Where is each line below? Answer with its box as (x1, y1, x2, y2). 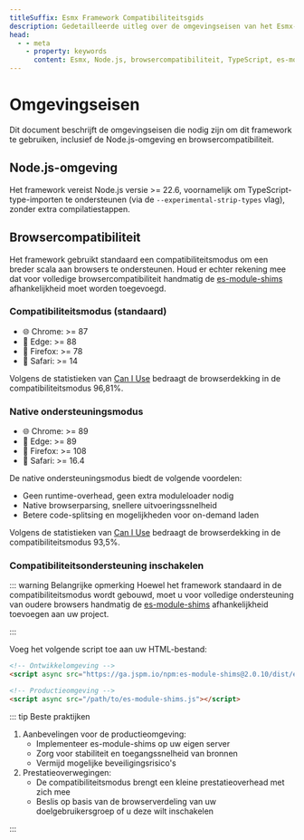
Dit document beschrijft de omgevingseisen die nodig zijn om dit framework (9, 124, 292, 135)
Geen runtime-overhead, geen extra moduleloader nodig (22, 490, 234, 501)
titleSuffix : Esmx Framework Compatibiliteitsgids (9, 13, 204, 23)
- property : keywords (25, 47, 107, 56)
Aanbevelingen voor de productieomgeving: (22, 729, 187, 739)
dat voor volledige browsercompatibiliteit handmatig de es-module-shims (9, 273, 283, 284)
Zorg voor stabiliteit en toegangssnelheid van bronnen (35, 748, 238, 758)
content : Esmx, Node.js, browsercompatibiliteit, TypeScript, (33, 55, 273, 64)
